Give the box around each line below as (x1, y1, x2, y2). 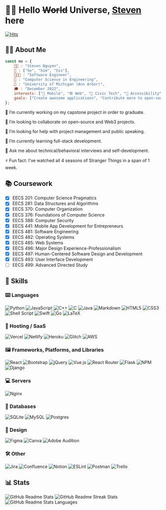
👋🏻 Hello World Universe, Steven (5, 4, 142, 16)
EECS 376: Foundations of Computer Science (12, 212, 105, 218)
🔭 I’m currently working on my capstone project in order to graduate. (5, 109, 145, 115)
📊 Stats (5, 478, 30, 487)
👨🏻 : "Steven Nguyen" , (14, 63, 61, 68)
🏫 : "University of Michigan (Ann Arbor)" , (14, 82, 105, 87)
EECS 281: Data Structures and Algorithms (12, 200, 99, 207)
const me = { (5, 59, 32, 64)
